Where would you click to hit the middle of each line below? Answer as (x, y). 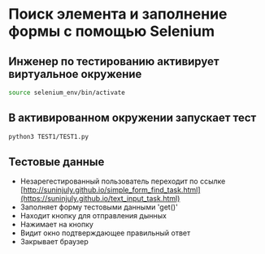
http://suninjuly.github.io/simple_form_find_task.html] (112, 190)
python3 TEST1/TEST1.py (49, 136)
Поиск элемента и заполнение (118, 14)
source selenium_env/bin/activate (67, 93)
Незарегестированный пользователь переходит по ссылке (123, 181)
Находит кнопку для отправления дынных (93, 216)
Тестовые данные (56, 162)
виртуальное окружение (75, 74)
